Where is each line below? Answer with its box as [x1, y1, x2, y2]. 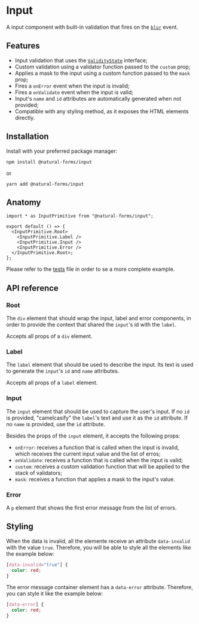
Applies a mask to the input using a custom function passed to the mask [14, 70, 190, 77]
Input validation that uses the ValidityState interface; [14, 56, 148, 64]
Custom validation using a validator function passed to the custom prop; [14, 63, 191, 70]
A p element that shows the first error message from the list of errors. [6, 504, 177, 511]
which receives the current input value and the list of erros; [14, 450, 161, 457]
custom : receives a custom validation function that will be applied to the [14, 463, 190, 470]
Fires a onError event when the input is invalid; [14, 82, 130, 89]
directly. [14, 114, 35, 121]
